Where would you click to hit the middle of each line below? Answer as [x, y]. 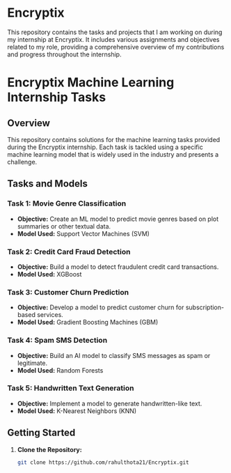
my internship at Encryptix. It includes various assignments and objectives [114, 39]
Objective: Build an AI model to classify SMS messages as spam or [114, 355]
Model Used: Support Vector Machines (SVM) [83, 233]
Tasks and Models [48, 184]
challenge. [22, 162]
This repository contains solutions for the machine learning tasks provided [114, 139]
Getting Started [41, 433]
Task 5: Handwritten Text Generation [71, 388]
